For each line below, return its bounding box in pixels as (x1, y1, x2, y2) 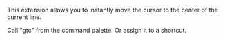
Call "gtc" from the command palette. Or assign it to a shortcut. (7, 27, 187, 34)
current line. (7, 13, 42, 21)
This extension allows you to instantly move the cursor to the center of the (7, 6, 219, 14)
